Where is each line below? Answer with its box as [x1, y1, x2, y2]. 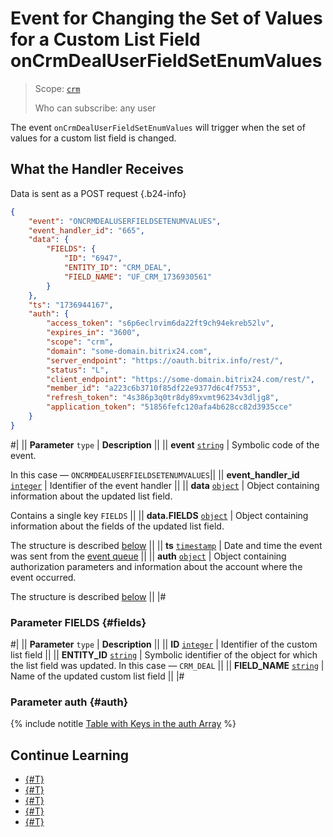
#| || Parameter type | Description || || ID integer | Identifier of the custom [10, 638, 318, 651]
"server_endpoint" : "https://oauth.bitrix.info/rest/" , [46, 355, 284, 366]
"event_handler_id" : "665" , [28, 225, 145, 236]
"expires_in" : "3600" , [46, 328, 141, 338]
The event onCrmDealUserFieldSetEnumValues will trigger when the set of [10, 121, 306, 133]
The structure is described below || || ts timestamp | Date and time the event [10, 539, 323, 551]
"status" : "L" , [46, 365, 110, 375]
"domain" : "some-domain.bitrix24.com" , [46, 346, 213, 356]
